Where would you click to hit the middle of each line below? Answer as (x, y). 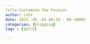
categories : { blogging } (31, 24)
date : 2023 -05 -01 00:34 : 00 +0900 (45, 19)
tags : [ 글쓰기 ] (21, 29)
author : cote (19, 15)
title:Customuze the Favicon (36, 10)
